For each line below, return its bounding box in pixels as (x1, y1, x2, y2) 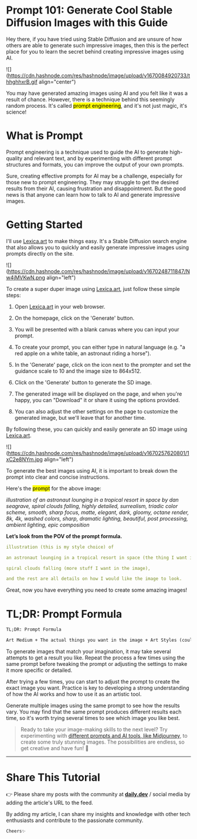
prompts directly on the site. (6, 250, 74, 257)
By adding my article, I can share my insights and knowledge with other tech (6, 810, 191, 817)
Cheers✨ (6, 828, 26, 834)
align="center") (39, 78, 76, 85)
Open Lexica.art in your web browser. (14, 303, 106, 310)
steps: (6, 291, 21, 299)
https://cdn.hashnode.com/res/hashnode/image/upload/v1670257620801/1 (8, 449, 189, 456)
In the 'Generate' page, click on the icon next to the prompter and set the (14, 361, 191, 368)
